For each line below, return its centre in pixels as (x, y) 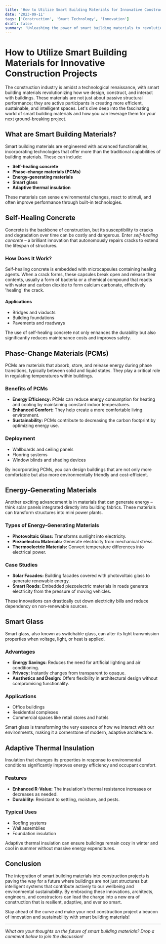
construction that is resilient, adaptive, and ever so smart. (63, 902)
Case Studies (21, 565)
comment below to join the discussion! (44, 936)
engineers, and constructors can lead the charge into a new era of (72, 897)
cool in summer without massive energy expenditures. (60, 848)
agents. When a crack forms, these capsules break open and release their (80, 274)
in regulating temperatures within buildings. (49, 376)
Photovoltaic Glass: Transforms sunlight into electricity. (69, 536)
